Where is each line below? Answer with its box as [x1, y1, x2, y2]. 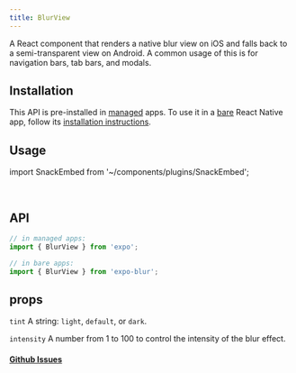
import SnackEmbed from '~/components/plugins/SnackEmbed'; [9, 167, 250, 177]
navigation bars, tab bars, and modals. [9, 57, 152, 68]
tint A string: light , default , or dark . [9, 316, 147, 327]
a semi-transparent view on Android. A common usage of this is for [9, 47, 258, 59]
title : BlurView [9, 13, 70, 23]
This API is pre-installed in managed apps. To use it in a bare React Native [9, 107, 283, 118]
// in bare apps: [9, 259, 75, 268]
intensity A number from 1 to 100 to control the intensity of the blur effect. [9, 333, 286, 344]
